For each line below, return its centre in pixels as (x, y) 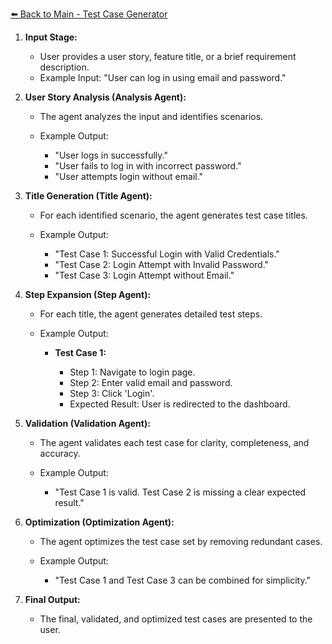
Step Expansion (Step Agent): (88, 294)
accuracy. (60, 453)
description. (64, 67)
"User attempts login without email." (129, 176)
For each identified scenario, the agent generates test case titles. (173, 215)
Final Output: (52, 599)
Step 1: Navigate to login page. (132, 372)
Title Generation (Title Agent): (88, 196)
